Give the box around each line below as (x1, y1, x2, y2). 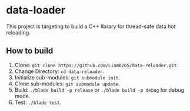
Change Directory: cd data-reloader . (14, 68, 105, 75)
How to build (6, 46, 54, 56)
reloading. (6, 29, 31, 36)
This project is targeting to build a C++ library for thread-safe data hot (6, 23, 176, 30)
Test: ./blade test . (14, 99, 62, 106)
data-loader (6, 4, 66, 17)
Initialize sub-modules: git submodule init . (14, 74, 121, 81)
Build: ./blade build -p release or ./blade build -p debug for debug (14, 86, 184, 93)
